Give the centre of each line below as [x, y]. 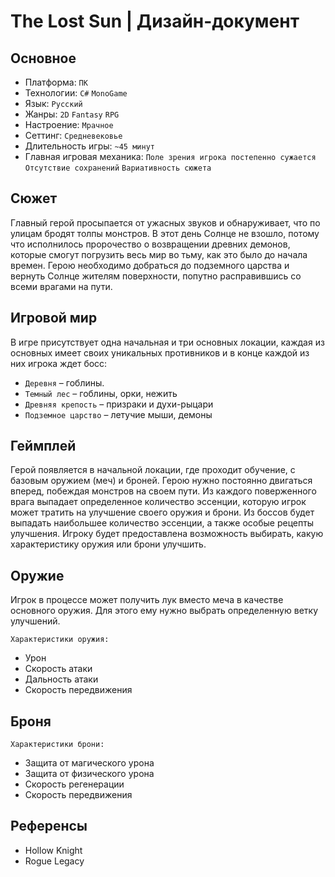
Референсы [49, 826]
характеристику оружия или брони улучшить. [108, 544]
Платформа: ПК [56, 82]
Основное [43, 58]
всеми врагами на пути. [61, 286]
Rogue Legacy [54, 861]
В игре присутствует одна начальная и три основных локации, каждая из [167, 342]
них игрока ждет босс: [59, 363]
